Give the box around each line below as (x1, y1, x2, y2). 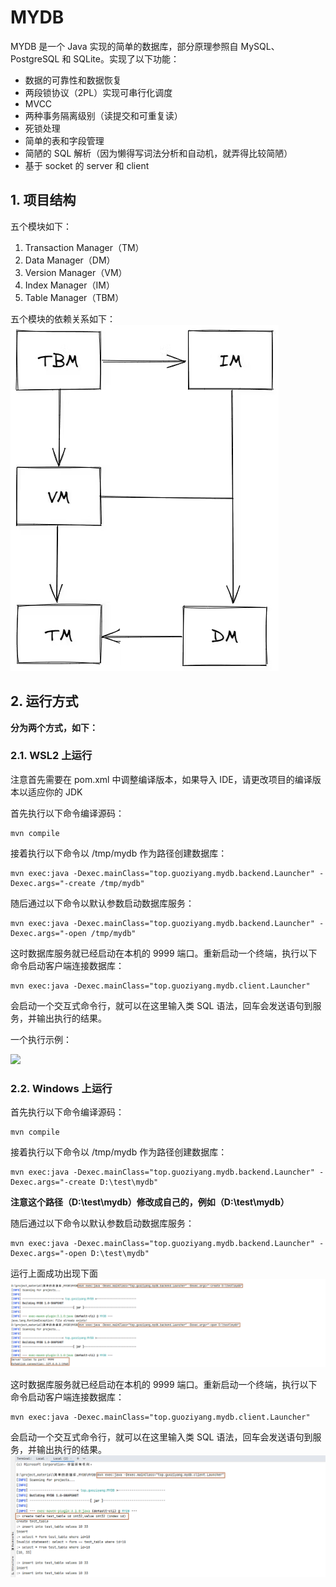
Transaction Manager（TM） (24, 241, 145, 253)
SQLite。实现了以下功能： (73, 52, 180, 65)
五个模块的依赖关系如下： (10, 312, 116, 325)
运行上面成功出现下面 (10, 1267, 98, 1280)
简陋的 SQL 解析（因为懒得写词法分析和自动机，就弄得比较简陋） (24, 147, 293, 159)
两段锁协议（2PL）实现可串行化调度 (24, 86, 173, 98)
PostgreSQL (10, 52, 60, 65)
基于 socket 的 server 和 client (24, 159, 150, 171)
